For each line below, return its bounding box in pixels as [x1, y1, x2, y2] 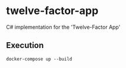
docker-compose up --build [6, 56, 72, 62]
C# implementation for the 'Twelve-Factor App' [6, 23, 121, 30]
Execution [6, 40, 44, 50]
